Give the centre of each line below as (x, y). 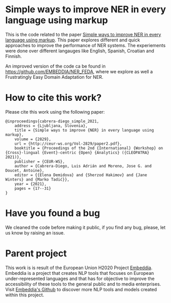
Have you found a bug (53, 213)
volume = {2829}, (33, 139)
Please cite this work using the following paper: (55, 112)
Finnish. (14, 56)
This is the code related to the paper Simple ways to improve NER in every (83, 34)
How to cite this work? (54, 98)
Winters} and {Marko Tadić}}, (38, 179)
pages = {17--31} (33, 188)
